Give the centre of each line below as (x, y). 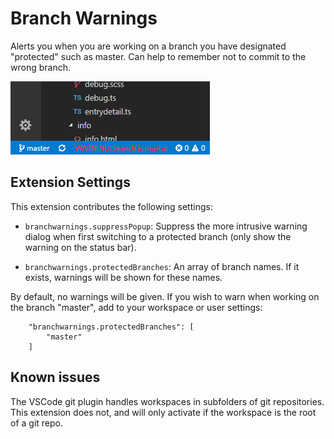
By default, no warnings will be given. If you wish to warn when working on (165, 296)
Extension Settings (70, 182)
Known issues (55, 377)
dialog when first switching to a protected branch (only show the (158, 236)
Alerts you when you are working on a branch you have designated (148, 46)
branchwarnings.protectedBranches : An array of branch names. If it (162, 266)
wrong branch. (40, 67)
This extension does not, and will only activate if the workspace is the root (163, 412)
